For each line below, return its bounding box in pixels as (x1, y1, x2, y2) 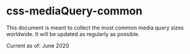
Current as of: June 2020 (6, 42, 69, 49)
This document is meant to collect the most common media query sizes (6, 24, 184, 31)
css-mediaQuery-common (6, 4, 143, 18)
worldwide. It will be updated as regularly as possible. (6, 30, 140, 37)
